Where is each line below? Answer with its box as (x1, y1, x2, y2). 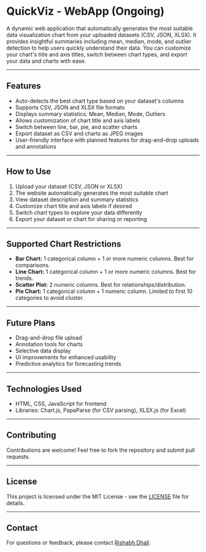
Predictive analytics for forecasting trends (15, 360, 121, 368)
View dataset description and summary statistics (15, 195, 139, 203)
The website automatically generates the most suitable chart (15, 189, 169, 196)
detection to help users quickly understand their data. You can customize (6, 44, 191, 52)
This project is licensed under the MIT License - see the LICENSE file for (6, 492, 189, 500)
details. (6, 499, 25, 507)
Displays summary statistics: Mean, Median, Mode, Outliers (15, 110, 166, 117)
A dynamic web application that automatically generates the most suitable (6, 25, 193, 32)
